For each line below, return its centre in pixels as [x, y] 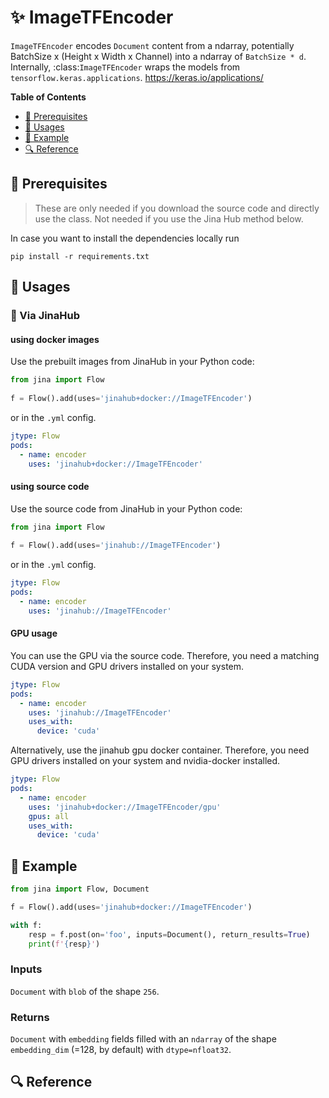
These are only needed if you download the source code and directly [177, 208]
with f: [26, 925]
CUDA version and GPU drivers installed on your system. [127, 666]
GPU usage [34, 633]
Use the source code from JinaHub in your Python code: [126, 508]
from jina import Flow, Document [80, 889]
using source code [50, 486]
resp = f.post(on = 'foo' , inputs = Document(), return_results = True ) [169, 934]
